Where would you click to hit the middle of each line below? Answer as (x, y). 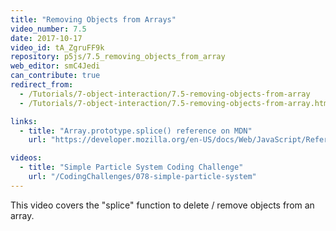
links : (24, 121)
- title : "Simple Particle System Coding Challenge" (131, 167)
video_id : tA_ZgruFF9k (57, 47)
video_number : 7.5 (48, 29)
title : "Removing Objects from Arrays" (93, 19)
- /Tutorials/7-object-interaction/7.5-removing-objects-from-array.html (176, 103)
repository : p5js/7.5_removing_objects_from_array (118, 57)
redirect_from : (42, 85)
